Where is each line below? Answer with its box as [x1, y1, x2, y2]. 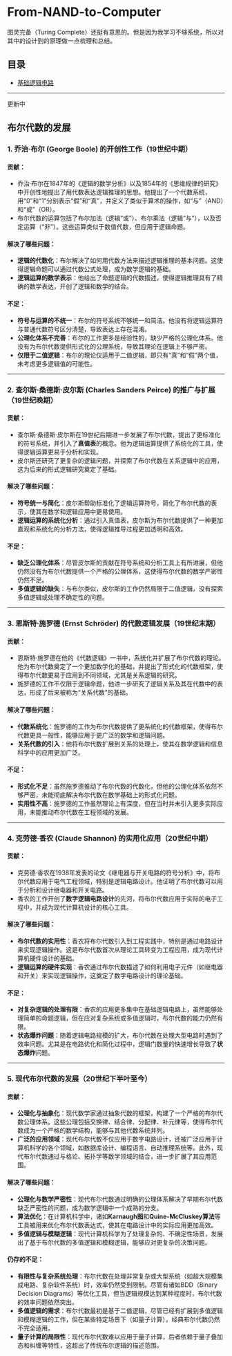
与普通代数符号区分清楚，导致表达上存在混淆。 [17, 324, 151, 333]
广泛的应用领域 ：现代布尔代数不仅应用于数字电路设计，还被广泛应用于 [17, 1135, 217, 1144]
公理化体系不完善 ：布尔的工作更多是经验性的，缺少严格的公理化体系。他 [17, 333, 223, 342]
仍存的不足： [7, 1255, 43, 1263]
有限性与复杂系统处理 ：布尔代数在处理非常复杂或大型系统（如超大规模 [17, 1272, 217, 1280]
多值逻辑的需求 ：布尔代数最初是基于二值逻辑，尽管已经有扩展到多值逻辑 [17, 1306, 223, 1314]
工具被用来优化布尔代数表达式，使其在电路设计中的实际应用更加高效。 [17, 1220, 217, 1229]
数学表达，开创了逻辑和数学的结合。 [29, 282, 133, 291]
